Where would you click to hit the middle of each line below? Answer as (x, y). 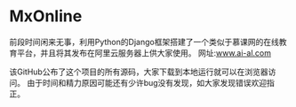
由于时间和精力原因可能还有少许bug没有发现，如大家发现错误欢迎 (147, 82)
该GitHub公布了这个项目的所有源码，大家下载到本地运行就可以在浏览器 (139, 72)
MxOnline (46, 16)
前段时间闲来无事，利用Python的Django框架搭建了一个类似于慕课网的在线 (144, 42)
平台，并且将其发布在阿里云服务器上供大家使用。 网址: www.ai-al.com (144, 53)
